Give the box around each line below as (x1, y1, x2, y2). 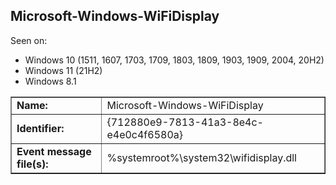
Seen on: (10, 34, 48, 46)
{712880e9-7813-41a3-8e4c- (106, 115, 264, 129)
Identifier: (16, 121, 65, 135)
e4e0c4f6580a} (106, 127, 184, 141)
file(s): (16, 157, 49, 171)
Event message (16, 144, 92, 158)
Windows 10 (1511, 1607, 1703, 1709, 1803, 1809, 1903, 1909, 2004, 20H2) (24, 54, 325, 66)
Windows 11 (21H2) (24, 64, 103, 76)
